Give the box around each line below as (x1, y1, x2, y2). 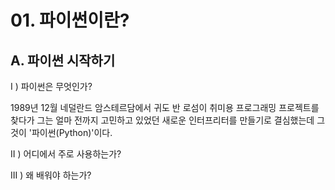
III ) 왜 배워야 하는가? (10, 169, 92, 181)
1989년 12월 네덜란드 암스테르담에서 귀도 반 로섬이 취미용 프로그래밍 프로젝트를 (10, 102, 320, 113)
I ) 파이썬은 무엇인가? (10, 81, 93, 92)
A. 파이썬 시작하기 (10, 52, 116, 69)
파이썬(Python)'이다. (31, 127, 113, 138)
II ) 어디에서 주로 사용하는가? (10, 148, 122, 160)
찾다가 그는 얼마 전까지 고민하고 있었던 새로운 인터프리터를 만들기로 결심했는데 (10, 114, 315, 126)
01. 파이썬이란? (10, 9, 130, 32)
